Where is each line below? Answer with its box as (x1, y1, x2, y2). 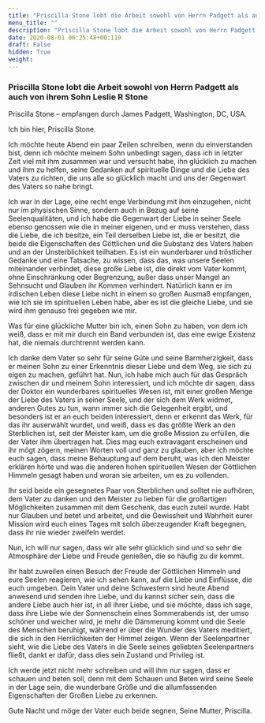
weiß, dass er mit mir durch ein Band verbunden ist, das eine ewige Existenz (8, 330, 256, 339)
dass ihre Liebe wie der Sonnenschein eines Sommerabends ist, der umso (8, 609, 249, 618)
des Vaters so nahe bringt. (8, 182, 95, 192)
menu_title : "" (8, 19, 58, 27)
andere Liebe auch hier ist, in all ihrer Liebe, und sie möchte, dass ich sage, (8, 600, 253, 609)
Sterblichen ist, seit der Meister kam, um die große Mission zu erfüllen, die (8, 429, 250, 438)
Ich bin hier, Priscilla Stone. (8, 125, 96, 134)
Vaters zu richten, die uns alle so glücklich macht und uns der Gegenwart (8, 173, 247, 183)
